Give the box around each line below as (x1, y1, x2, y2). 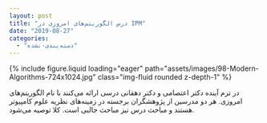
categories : (9, 34, 49, 43)
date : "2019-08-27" (9, 27, 75, 35)
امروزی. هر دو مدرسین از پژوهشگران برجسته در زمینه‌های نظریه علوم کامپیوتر (9, 96, 243, 106)
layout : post (9, 11, 53, 20)
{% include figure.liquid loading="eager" (9, 64, 144, 73)
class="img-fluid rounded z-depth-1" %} (97, 72, 232, 82)
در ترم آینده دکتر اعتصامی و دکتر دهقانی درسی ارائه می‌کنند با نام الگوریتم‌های (9, 88, 240, 97)
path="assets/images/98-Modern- (144, 64, 260, 73)
